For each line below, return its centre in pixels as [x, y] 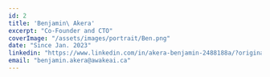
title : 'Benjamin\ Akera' [51, 23]
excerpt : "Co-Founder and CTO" [61, 30]
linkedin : [25, 53]
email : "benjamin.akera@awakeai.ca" [70, 61]
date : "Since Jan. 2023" [50, 46]
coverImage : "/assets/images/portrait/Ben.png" [90, 38]
